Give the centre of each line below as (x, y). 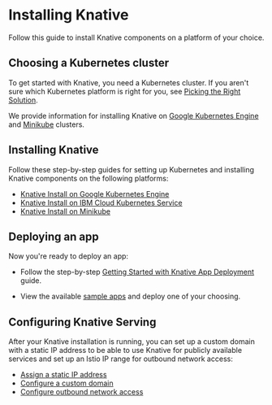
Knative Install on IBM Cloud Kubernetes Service (101, 202)
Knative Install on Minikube (65, 211)
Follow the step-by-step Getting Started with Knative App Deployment (137, 272)
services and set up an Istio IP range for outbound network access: (121, 359)
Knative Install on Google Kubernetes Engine (95, 194)
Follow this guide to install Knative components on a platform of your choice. (136, 37)
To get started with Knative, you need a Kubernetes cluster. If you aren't (129, 82)
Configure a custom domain (67, 383)
